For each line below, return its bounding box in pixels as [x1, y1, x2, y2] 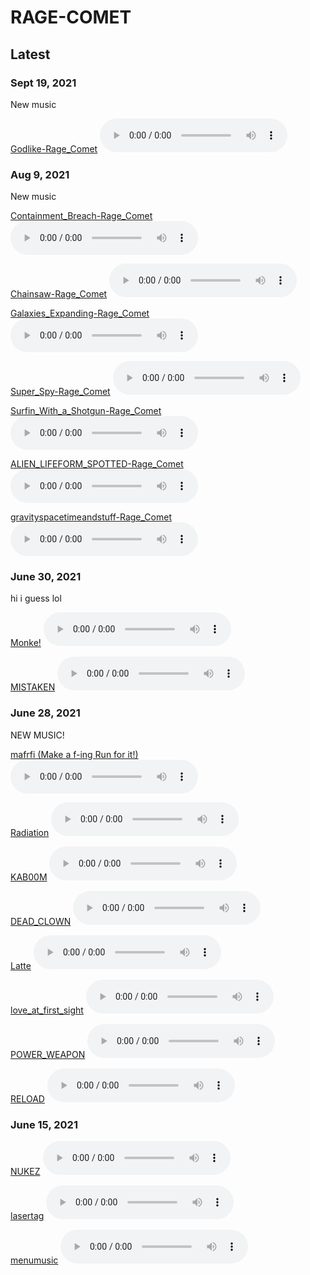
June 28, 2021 [10, 706, 81, 720]
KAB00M [10, 871, 48, 883]
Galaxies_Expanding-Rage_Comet [10, 307, 150, 320]
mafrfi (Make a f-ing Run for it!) [10, 748, 139, 760]
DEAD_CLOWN [10, 915, 72, 927]
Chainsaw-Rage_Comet [10, 288, 108, 300]
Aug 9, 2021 [10, 167, 70, 181]
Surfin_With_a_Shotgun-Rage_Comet [10, 405, 162, 417]
